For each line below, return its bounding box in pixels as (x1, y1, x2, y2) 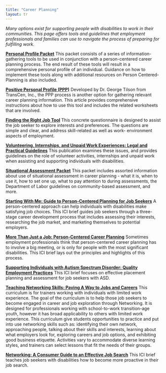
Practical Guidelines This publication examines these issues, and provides (5, 148, 157, 153)
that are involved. (5, 107, 41, 113)
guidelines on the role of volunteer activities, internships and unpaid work (5, 152, 155, 158)
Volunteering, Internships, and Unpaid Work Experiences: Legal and (5, 142, 148, 148)
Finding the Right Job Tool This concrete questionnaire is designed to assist (5, 117, 161, 123)
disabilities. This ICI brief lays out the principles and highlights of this (5, 250, 145, 256)
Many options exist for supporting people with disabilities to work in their (5, 25, 154, 31)
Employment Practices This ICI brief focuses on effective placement (5, 269, 146, 275)
